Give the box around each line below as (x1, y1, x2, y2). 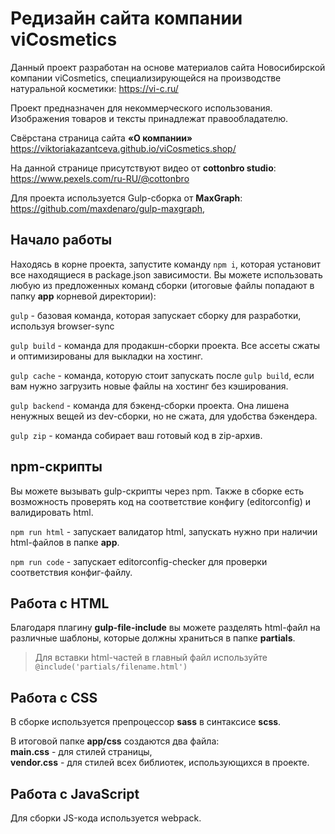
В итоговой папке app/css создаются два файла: (10, 735, 220, 747)
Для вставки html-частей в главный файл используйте (34, 652, 268, 664)
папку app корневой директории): (10, 290, 157, 302)
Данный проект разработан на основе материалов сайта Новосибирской (10, 61, 326, 73)
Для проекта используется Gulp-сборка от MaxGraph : (10, 192, 243, 204)
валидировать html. (10, 506, 94, 518)
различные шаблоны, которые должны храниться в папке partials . (10, 632, 296, 644)
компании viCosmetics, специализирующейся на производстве (10, 72, 282, 84)
